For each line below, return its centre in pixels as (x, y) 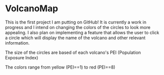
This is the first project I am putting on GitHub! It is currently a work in (76, 22)
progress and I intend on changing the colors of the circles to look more (78, 27)
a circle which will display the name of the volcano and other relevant (75, 38)
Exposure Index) (22, 57)
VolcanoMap (32, 9)
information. (17, 43)
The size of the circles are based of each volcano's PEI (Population (73, 52)
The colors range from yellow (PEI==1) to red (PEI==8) (60, 67)
